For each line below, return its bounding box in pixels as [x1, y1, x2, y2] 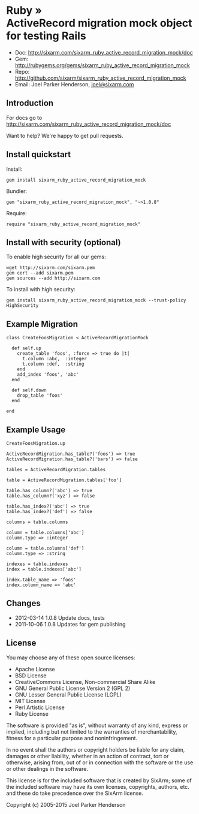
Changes [6, 598, 41, 608]
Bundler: [6, 187, 28, 195]
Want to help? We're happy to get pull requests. [6, 132, 124, 139]
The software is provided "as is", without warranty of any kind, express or [6, 722, 188, 729]
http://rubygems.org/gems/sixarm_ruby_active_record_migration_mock [14, 61, 190, 69]
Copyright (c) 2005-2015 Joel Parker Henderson [6, 801, 126, 808]
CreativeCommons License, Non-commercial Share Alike [14, 678, 156, 685]
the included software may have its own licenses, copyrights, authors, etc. [6, 783, 190, 790]
